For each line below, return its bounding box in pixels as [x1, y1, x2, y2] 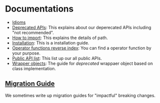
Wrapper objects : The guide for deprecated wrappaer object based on [12, 60, 153, 66]
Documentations [5, 3, 74, 15]
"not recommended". [12, 29, 54, 35]
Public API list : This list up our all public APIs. [12, 55, 102, 61]
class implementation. [12, 65, 56, 71]
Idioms [12, 19, 26, 25]
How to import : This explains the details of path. [12, 35, 108, 41]
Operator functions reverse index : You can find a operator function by [12, 45, 152, 51]
